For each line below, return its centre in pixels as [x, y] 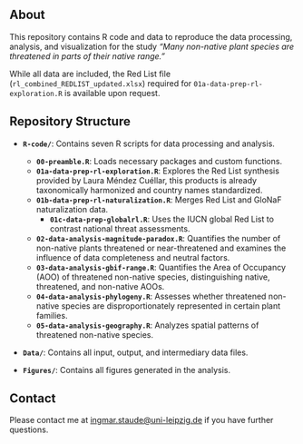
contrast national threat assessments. [120, 228]
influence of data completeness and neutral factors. [133, 257]
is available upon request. [112, 93]
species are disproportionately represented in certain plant [171, 306]
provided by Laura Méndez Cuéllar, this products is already [146, 180]
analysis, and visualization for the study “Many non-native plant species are [152, 46]
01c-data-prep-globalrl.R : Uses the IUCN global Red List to [162, 219]
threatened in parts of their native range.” [88, 56]
